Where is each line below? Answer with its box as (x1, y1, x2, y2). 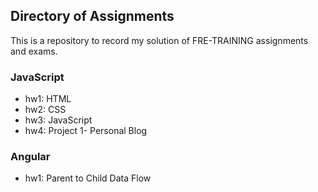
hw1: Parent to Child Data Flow (24, 172, 152, 184)
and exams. (10, 45, 58, 57)
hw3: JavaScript (24, 114, 93, 126)
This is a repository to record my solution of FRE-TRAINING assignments (10, 34, 309, 46)
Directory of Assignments (10, 8, 175, 25)
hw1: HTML (24, 93, 72, 105)
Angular (10, 150, 51, 164)
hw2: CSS (24, 104, 67, 116)
